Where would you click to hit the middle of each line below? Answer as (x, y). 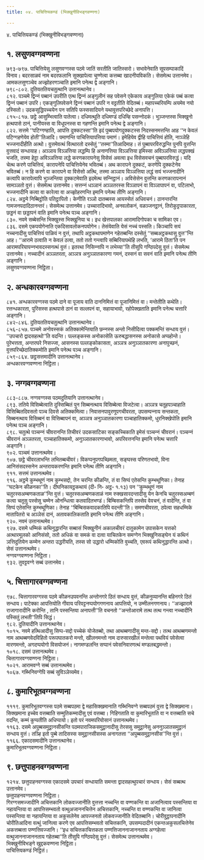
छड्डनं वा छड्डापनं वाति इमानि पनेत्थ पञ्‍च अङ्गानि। (54, 213)
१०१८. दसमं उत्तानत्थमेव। (32, 651)
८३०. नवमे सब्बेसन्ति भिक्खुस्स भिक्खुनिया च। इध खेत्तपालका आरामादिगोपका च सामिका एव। (94, 219)
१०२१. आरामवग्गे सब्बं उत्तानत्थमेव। (41, 665)
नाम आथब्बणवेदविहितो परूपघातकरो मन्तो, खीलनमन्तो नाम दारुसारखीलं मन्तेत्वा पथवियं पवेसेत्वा (95, 638)
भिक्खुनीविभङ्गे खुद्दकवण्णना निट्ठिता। (42, 843)
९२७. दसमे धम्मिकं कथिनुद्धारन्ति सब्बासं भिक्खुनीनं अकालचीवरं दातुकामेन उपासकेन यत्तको (91, 528)
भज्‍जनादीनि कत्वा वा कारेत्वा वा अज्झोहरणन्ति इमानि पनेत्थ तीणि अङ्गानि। (76, 192)
